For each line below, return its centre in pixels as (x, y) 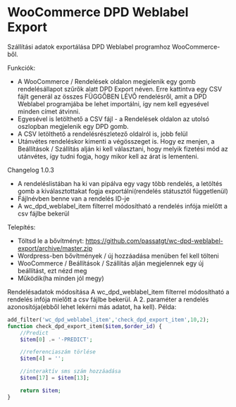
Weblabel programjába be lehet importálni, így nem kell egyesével (113, 104)
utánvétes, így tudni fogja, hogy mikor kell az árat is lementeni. (108, 156)
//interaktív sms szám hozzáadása (70, 371)
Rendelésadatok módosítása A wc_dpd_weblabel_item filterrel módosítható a (118, 292)
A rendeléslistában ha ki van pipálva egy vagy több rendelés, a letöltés (120, 183)
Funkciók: (21, 68)
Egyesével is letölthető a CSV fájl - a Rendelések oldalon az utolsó (113, 119)
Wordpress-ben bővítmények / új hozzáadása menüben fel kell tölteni (118, 256)
